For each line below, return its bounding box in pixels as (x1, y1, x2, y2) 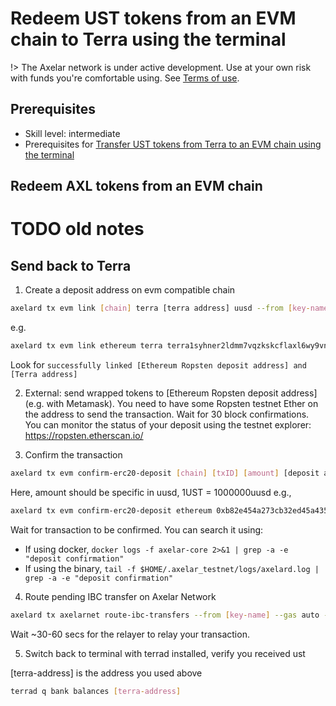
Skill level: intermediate (24, 127, 121, 139)
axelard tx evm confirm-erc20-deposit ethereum (10, 505, 213, 516)
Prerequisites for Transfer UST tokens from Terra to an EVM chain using (24, 138, 322, 150)
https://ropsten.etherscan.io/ (24, 429, 144, 441)
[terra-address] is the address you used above (10, 667, 203, 679)
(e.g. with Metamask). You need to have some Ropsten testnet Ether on (24, 397, 319, 409)
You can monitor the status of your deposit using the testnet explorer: (24, 418, 312, 431)
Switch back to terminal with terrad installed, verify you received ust (24, 647, 306, 659)
